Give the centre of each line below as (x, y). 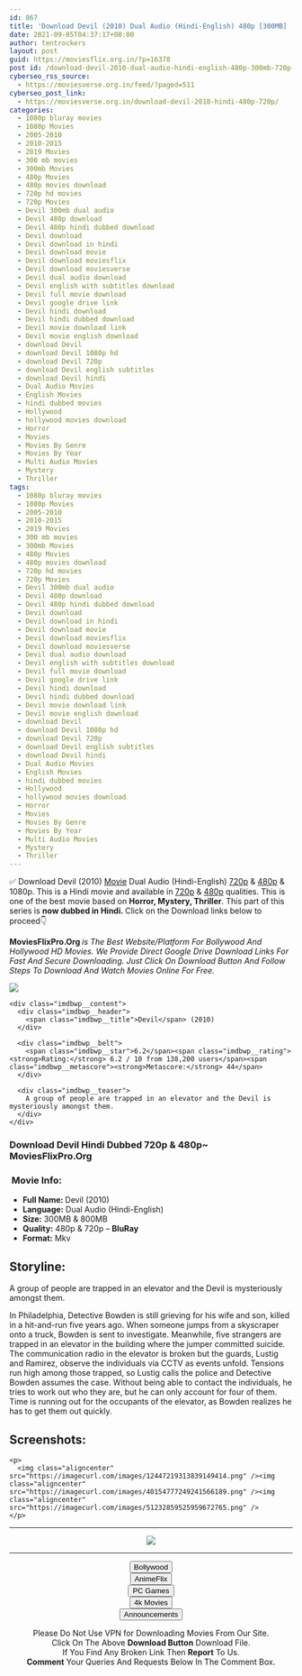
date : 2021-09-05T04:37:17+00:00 (72, 34)
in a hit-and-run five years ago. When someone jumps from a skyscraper (144, 1325)
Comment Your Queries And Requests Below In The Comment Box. (151, 1662)
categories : (31, 110)
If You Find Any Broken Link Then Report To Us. (151, 1652)
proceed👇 (28, 921)
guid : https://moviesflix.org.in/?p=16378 (90, 60)
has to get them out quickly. (61, 1411)
